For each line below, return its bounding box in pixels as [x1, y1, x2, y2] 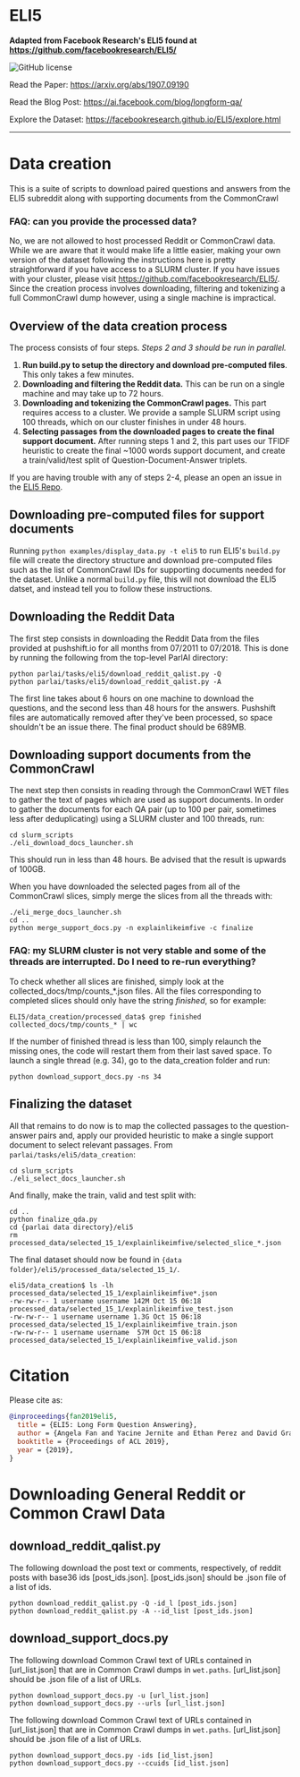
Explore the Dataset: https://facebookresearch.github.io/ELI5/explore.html [9, 114, 281, 124]
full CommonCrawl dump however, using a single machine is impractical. [9, 293, 277, 303]
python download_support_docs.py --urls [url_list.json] [9, 1698, 226, 1708]
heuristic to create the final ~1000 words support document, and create [21, 445, 286, 456]
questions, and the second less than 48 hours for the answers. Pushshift [9, 702, 277, 713]
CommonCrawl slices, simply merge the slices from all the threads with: [9, 891, 273, 901]
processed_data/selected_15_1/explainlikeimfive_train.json [9, 1320, 238, 1329]
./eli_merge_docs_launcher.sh [9, 908, 122, 918]
